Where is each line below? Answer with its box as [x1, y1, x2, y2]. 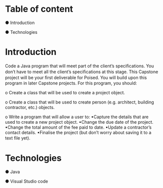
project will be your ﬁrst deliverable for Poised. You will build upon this [5, 75, 147, 81]
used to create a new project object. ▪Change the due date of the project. [5, 119, 154, 125]
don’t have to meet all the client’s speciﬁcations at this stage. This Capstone [5, 69, 158, 75]
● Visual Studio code [5, 178, 48, 184]
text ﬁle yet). [5, 135, 31, 141]
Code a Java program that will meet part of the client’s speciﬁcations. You [5, 63, 154, 69]
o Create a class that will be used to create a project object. [5, 89, 125, 95]
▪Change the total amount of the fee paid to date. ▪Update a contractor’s [5, 124, 152, 130]
